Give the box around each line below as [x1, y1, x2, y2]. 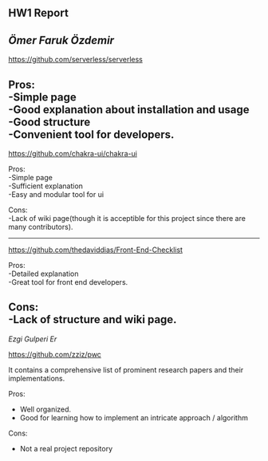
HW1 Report [8, 6, 69, 20]
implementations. [8, 373, 65, 383]
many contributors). [8, 223, 73, 232]
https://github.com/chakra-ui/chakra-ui [8, 149, 138, 159]
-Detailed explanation [8, 269, 79, 278]
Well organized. [19, 404, 72, 414]
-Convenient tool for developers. [8, 128, 175, 141]
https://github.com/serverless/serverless [8, 55, 144, 65]
